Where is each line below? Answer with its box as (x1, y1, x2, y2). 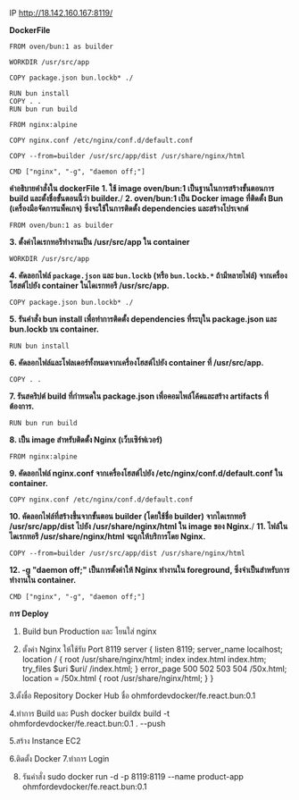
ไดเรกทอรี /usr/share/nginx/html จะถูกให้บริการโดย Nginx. (9, 531, 206, 542)
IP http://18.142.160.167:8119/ (9, 8, 113, 18)
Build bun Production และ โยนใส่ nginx (21, 626, 158, 636)
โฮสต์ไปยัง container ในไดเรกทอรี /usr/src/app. (9, 281, 170, 291)
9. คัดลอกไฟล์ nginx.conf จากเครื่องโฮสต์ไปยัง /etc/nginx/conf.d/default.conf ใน (9, 468, 283, 478)
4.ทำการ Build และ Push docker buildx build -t (9, 708, 170, 719)
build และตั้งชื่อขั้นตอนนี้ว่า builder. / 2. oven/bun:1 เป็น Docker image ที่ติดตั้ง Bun (9, 193, 284, 204)
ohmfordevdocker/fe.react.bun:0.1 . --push (9, 719, 166, 728)
